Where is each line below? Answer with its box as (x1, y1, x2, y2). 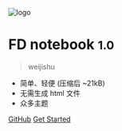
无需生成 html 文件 (19, 88, 81, 97)
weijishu (27, 62, 56, 71)
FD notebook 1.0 (8, 36, 115, 54)
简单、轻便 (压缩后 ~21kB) (19, 78, 105, 88)
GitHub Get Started (8, 114, 71, 124)
